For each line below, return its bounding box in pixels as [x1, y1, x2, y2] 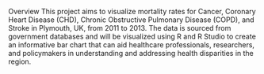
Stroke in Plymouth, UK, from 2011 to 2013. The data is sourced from [8, 24, 231, 32]
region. [8, 57, 32, 66]
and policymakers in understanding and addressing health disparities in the [8, 49, 254, 57]
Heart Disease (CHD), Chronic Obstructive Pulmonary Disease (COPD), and [8, 15, 255, 24]
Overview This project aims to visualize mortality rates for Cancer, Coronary [8, 7, 256, 16]
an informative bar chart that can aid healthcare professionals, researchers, [8, 40, 255, 50]
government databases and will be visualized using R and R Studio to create [8, 31, 256, 41]
